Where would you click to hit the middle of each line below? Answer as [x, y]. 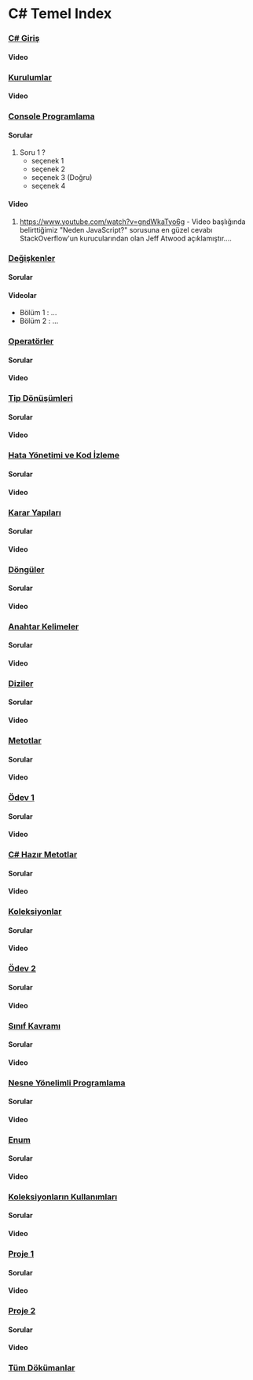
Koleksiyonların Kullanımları [63, 1197]
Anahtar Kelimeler [44, 626]
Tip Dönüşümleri [40, 398]
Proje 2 [22, 1311]
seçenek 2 [48, 169]
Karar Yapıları [35, 512]
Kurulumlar [30, 77]
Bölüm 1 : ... [38, 313]
